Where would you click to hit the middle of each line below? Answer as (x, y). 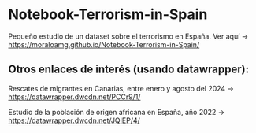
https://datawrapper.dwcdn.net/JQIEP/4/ (74, 120)
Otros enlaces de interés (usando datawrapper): (129, 70)
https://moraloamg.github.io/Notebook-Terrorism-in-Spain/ (104, 44)
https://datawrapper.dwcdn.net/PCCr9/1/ (74, 97)
